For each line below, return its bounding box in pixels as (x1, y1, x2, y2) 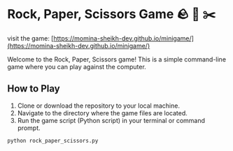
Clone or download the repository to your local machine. (17, 101, 181, 110)
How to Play (7, 82, 61, 95)
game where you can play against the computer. (7, 62, 147, 71)
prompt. (17, 124, 41, 132)
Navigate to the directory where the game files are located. (17, 108, 188, 117)
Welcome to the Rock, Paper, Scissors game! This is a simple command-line (7, 55, 226, 64)
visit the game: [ (7, 34, 54, 43)
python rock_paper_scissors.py (7, 137, 99, 144)
